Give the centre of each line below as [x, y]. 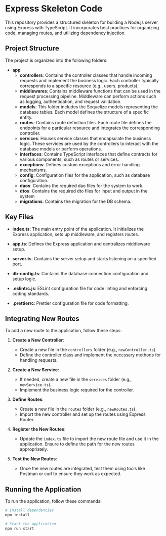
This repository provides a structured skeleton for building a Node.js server [82, 22]
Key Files [19, 217]
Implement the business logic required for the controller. [77, 390]
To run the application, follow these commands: [54, 501]
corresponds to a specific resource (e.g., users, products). [79, 86]
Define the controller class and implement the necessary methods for [90, 355]
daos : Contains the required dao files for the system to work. [82, 186]
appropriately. [34, 449]
